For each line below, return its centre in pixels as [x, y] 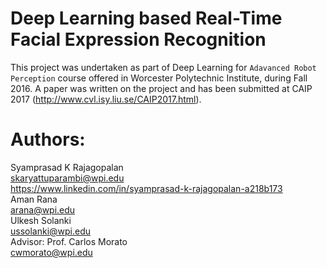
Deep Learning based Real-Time [146, 18]
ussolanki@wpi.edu [51, 231]
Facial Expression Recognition [138, 39]
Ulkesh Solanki [41, 220]
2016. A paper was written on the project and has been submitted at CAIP [161, 88]
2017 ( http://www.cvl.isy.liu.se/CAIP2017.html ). [106, 99]
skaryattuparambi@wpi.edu [67, 178]
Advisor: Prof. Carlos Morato [69, 241]
